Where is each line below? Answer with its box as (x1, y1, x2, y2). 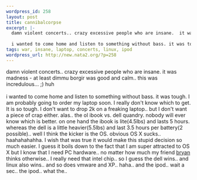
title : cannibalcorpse (6, 19, 62, 25)
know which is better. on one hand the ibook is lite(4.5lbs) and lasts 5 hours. (6, 117, 190, 124)
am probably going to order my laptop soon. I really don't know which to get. (6, 99, 191, 106)
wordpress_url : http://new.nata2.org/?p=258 (6, 52, 117, 58)
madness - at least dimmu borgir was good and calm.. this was (6, 74, 158, 81)
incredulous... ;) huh (6, 80, 55, 88)
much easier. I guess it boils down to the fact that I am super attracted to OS (6, 143, 190, 150)
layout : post (6, 14, 38, 20)
